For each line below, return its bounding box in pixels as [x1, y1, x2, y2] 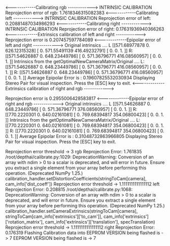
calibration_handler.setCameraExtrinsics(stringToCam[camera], [5, 208, 138, 214]
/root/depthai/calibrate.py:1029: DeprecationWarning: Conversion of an [5, 154, 154, 160]
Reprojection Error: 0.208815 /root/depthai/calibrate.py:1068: [5, 186, 133, 193]
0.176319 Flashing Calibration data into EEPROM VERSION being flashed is [5, 230, 160, 236]
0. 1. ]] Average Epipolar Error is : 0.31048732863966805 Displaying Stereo [5, 133, 162, 139]
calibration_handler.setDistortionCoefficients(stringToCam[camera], [5, 176, 147, 181]
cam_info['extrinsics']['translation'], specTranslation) [45, 219, 155, 225]
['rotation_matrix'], [5, 219, 44, 225]
